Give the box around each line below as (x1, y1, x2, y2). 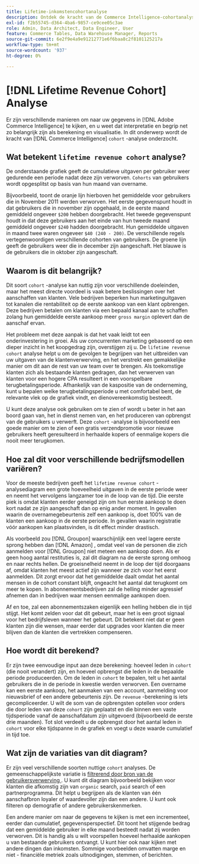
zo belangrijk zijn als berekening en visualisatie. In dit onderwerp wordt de (6, 128, 188, 135)
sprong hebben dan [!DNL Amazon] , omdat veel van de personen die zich (6, 542, 188, 548)
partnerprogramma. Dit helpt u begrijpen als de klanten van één (6, 789, 161, 796)
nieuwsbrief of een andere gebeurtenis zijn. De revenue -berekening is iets (6, 693, 188, 700)
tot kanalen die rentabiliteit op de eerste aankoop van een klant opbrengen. (6, 300, 190, 308)
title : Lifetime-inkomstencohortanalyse (6, 8, 108, 15)
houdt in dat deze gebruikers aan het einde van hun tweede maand (6, 217, 170, 224)
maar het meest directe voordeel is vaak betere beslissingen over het (6, 288, 175, 295)
